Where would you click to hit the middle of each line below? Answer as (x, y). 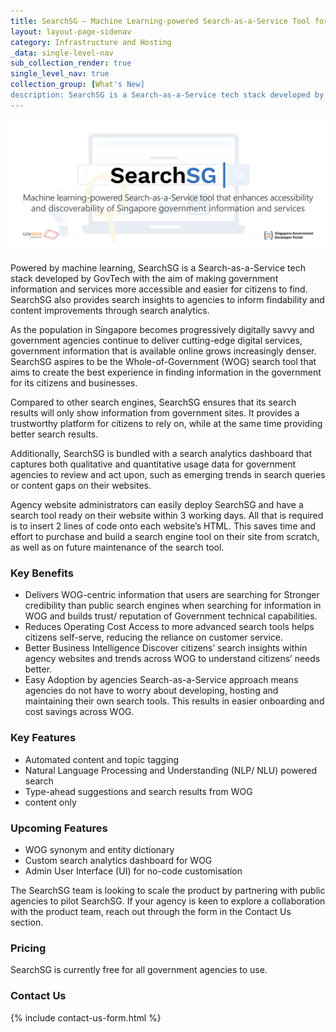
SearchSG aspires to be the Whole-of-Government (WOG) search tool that (163, 362)
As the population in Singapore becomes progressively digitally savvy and (162, 330)
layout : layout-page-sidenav (71, 31)
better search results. (54, 434)
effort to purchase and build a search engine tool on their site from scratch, (165, 537)
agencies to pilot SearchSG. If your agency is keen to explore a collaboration (168, 901)
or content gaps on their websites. (81, 486)
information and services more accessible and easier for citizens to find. (159, 289)
